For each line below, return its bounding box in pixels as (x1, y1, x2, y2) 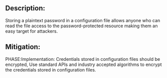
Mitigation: (5, 43, 40, 51)
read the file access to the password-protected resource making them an (5, 23, 158, 29)
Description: (5, 4, 46, 13)
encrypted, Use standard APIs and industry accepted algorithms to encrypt (5, 61, 162, 67)
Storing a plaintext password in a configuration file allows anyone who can (5, 17, 160, 23)
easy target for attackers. (5, 28, 58, 34)
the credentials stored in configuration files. (5, 66, 96, 72)
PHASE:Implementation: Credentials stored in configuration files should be (5, 56, 160, 62)
